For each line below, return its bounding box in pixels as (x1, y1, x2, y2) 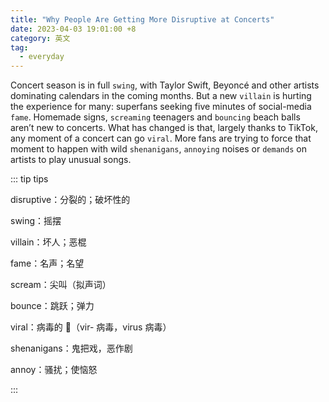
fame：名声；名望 (10, 257, 85, 270)
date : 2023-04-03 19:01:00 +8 (10, 24, 137, 34)
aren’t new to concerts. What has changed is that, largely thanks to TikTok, (10, 122, 318, 134)
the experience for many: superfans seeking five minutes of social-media (10, 101, 312, 113)
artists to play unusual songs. (10, 154, 132, 166)
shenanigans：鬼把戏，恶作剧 (10, 342, 133, 355)
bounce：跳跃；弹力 (10, 300, 95, 312)
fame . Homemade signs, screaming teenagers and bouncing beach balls (10, 111, 301, 123)
